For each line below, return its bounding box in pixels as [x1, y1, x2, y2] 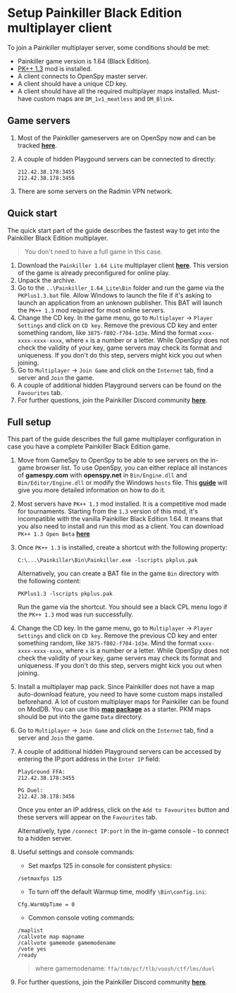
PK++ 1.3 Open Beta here [17, 530, 90, 538]
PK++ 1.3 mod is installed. [17, 64, 93, 73]
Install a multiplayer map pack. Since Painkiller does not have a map [17, 683, 215, 691]
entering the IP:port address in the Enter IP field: [17, 755, 161, 763]
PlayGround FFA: [17, 769, 66, 776]
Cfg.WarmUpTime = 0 [17, 901, 75, 908]
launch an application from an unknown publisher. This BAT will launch [17, 298, 223, 307]
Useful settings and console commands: [17, 848, 135, 856]
